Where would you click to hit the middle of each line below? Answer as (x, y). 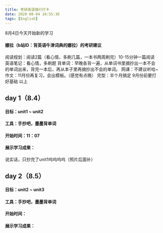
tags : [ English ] (21, 19)
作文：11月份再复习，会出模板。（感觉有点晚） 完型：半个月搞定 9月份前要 (79, 75)
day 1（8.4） (25, 98)
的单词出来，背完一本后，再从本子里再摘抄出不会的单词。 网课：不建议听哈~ (82, 69)
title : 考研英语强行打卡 (27, 10)
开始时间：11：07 (22, 136)
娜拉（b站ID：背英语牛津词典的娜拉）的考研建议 (53, 45)
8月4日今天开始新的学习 (29, 33)
